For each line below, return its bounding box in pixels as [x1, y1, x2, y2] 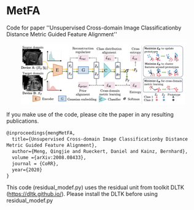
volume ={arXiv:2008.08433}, [12, 154, 87, 160]
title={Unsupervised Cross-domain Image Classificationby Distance [12, 136, 188, 142]
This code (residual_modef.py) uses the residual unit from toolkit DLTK [6, 184, 184, 191]
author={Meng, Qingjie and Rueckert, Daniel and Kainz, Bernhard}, [12, 148, 188, 154]
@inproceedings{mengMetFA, [6, 130, 76, 136]
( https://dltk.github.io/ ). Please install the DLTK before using [6, 190, 158, 197]
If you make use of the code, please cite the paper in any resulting [6, 111, 174, 118]
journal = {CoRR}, [12, 160, 60, 166]
